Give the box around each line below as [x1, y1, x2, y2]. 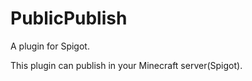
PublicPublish [10, 7, 128, 30]
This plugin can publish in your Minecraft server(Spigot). [10, 59, 243, 71]
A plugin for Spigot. [10, 40, 90, 52]
